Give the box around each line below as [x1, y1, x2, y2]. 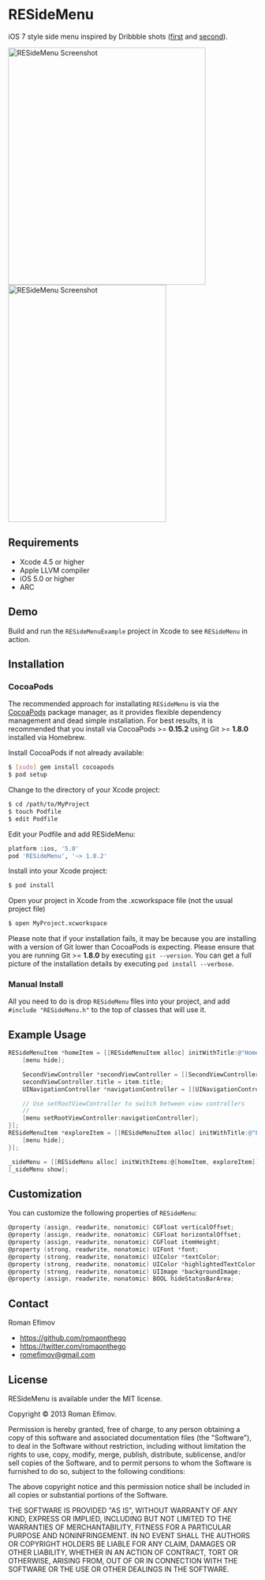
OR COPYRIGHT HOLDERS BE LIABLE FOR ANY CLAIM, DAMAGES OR [8, 1539, 237, 1548]
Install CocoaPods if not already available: [8, 748, 144, 758]
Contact [8, 1297, 49, 1310]
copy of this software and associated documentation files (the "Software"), [8, 1433, 252, 1442]
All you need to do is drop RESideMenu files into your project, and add [8, 996, 230, 1006]
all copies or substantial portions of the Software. [8, 1490, 168, 1499]
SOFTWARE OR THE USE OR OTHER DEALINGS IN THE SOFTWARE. [8, 1564, 230, 1574]
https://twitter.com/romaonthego [19, 1342, 126, 1351]
